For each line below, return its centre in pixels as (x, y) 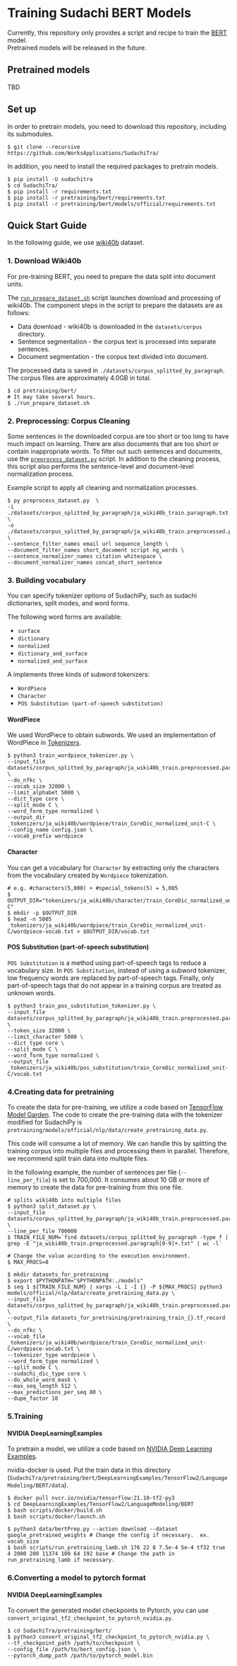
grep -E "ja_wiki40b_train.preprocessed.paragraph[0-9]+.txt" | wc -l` (115, 1244)
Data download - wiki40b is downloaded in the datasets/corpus (110, 326)
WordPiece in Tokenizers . (44, 743)
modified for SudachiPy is (45, 1122)
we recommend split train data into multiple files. (78, 1158)
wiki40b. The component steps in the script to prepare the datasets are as (115, 305)
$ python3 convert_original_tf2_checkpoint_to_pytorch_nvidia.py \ (109, 1637)
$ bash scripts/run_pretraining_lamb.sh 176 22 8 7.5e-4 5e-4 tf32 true (116, 1548)
